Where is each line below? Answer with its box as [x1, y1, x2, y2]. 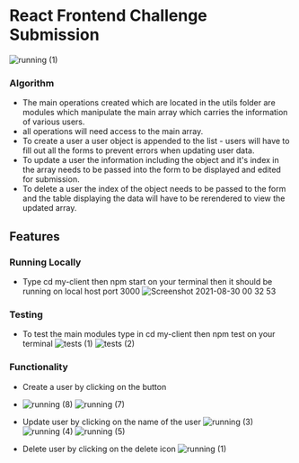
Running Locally [9, 256, 82, 268]
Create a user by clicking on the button [22, 381, 167, 392]
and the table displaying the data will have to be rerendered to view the [22, 193, 286, 204]
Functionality [9, 361, 69, 374]
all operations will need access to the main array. [22, 126, 204, 137]
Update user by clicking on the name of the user [22, 416, 202, 427]
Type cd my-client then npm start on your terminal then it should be [22, 276, 273, 286]
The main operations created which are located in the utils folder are [22, 97, 276, 108]
